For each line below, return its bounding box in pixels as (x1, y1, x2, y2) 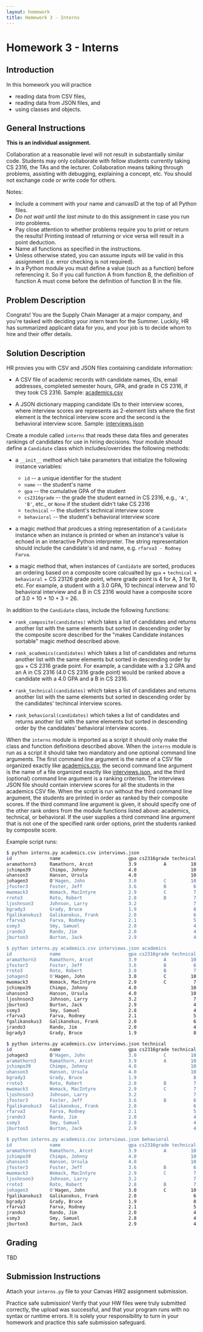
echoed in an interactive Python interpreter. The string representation (15, 537, 188, 545)
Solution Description (6, 348, 86, 358)
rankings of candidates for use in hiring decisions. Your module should (6, 438, 183, 445)
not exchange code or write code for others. (6, 177, 117, 184)
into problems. (15, 220, 52, 227)
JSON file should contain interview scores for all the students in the (6, 781, 175, 789)
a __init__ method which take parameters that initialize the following (15, 456, 187, 463)
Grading (6, 1238, 38, 1248)
